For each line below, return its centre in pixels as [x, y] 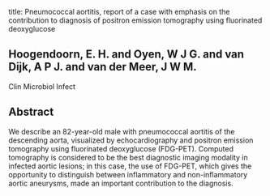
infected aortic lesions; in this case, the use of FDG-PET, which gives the [130, 166]
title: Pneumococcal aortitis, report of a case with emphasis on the [119, 12]
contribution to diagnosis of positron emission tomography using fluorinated [135, 20]
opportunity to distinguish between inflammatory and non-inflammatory [128, 174]
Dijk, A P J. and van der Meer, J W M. [103, 67]
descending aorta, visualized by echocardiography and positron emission [131, 140]
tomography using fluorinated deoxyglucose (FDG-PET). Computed [121, 148]
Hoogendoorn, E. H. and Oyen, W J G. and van [126, 55]
